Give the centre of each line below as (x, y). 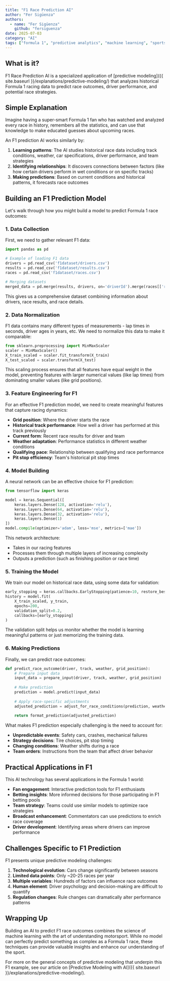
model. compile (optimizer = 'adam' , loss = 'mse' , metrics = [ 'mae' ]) (73, 528)
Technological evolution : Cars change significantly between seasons (85, 870)
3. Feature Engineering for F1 (41, 394)
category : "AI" (21, 38)
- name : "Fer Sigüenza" (35, 24)
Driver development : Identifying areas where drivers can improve (81, 827)
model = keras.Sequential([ (35, 500)
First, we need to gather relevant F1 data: (48, 240)
